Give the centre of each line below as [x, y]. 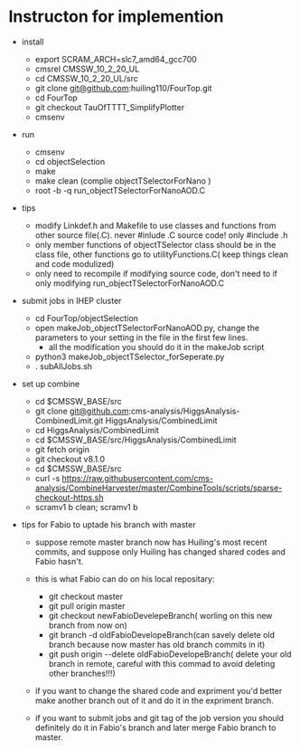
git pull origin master [87, 606]
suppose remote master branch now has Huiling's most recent [151, 542]
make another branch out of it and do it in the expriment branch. [155, 700]
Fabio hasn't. [59, 561]
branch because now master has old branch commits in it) [157, 644]
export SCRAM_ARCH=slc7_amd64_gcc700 [116, 59]
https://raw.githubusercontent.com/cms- [138, 478]
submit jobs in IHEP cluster [71, 300]
